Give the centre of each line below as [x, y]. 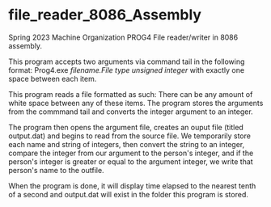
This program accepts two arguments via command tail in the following [127, 61]
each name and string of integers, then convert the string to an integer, [127, 144]
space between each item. [53, 78]
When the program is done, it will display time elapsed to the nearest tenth [132, 186]
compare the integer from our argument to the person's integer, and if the [131, 153]
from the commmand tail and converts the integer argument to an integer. [131, 112]
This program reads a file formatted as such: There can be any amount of [131, 94]
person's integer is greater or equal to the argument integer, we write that [131, 161]
